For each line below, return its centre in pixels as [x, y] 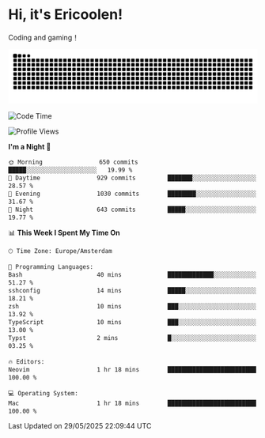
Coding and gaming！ [44, 37]
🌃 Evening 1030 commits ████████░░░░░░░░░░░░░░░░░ [132, 194]
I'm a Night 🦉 [30, 146]
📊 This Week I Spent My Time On [64, 232]
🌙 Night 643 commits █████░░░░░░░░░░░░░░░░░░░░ [132, 210]
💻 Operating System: [44, 393]
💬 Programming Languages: [51, 266]
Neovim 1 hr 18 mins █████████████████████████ [132, 369]
